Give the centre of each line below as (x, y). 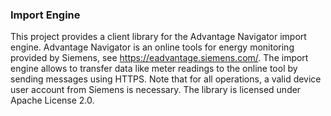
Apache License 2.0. (52, 100)
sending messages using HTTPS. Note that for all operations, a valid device (166, 79)
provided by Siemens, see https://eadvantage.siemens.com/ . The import (159, 58)
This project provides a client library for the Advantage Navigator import (158, 37)
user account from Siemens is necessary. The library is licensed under (156, 90)
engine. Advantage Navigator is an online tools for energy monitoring (152, 47)
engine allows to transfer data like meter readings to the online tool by (154, 69)
